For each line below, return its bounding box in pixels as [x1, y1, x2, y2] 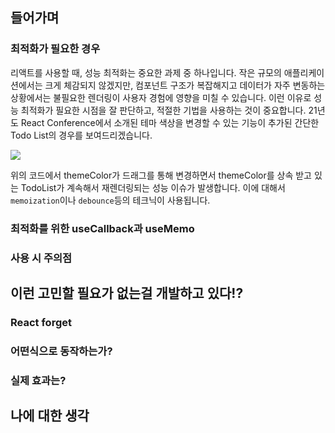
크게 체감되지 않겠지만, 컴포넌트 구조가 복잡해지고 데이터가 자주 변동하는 [44, 79, 326, 91]
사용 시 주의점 [10, 251, 73, 265]
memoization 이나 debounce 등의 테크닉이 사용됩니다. [10, 194, 211, 206]
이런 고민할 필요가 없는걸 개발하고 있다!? [10, 284, 244, 302]
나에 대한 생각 [10, 408, 90, 425]
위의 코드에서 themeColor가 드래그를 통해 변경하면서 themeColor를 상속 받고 [10, 169, 312, 181]
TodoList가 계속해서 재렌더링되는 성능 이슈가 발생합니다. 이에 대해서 [20, 181, 286, 193]
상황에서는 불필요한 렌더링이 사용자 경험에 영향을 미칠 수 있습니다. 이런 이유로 [10, 91, 312, 103]
